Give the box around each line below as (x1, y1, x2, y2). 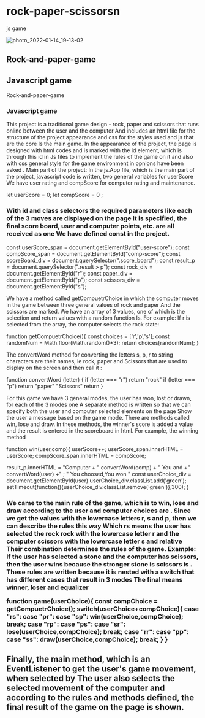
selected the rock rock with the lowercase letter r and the (6, 529, 179, 538)
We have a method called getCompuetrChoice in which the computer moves (6, 295, 199, 302)
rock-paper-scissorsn (6, 4, 121, 18)
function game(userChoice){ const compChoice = (6, 597, 158, 606)
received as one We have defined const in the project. (6, 230, 170, 238)
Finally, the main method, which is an (6, 654, 151, 665)
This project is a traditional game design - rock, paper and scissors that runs (6, 121, 199, 128)
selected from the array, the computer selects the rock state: (6, 320, 160, 328)
